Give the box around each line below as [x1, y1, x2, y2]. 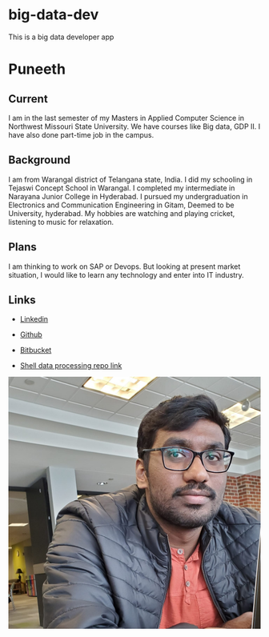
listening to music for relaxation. [8, 217, 114, 226]
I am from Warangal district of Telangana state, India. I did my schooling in [8, 174, 253, 184]
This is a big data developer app [8, 32, 114, 42]
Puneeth [8, 60, 66, 78]
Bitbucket [19, 346, 52, 355]
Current [8, 92, 48, 106]
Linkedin [19, 314, 49, 324]
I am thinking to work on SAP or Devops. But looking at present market [8, 262, 241, 271]
